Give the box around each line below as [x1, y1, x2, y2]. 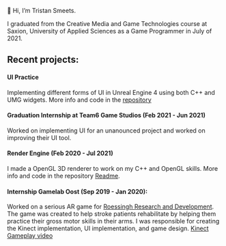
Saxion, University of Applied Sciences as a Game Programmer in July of [7, 27, 212, 35]
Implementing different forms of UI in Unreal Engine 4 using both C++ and [7, 88, 215, 96]
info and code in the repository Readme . [7, 172, 121, 180]
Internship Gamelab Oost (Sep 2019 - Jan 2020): [7, 187, 148, 195]
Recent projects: [7, 54, 79, 66]
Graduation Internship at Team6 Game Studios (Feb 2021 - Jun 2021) [7, 111, 206, 120]
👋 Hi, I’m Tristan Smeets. [7, 7, 76, 14]
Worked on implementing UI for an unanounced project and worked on [7, 126, 206, 135]
